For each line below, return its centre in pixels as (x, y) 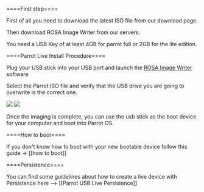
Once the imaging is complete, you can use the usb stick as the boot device (101, 117)
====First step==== (32, 9)
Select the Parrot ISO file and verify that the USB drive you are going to (95, 86)
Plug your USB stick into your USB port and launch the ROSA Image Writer (99, 67)
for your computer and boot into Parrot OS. (60, 123)
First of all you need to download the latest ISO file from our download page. (102, 20)
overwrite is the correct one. (42, 92)
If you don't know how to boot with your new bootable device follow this (97, 146)
